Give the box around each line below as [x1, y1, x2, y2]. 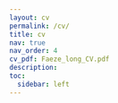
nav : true [9, 38, 46, 47]
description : [9, 64, 58, 73]
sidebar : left [17, 80, 70, 89]
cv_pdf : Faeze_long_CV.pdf [9, 55, 110, 64]
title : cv [9, 30, 46, 39]
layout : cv [9, 13, 50, 22]
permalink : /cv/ [9, 21, 70, 30]
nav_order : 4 [9, 47, 58, 56]
